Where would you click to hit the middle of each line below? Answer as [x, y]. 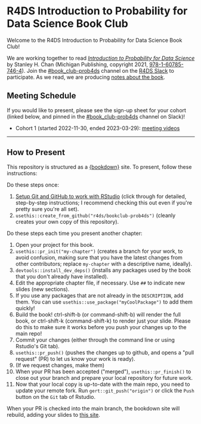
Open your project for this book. [55, 245]
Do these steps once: [33, 185]
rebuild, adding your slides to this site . [54, 414]
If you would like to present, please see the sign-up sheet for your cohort [97, 110]
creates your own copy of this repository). [67, 221]
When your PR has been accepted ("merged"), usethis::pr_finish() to [103, 372]
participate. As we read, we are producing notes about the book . [86, 77]
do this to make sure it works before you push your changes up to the [101, 327]
